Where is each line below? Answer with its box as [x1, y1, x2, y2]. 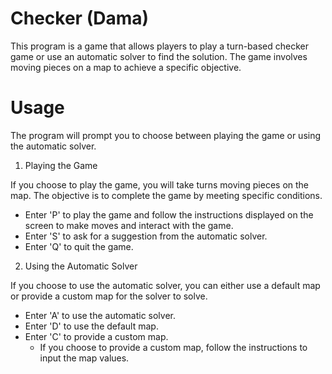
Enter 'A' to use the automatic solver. [24, 309, 177, 321]
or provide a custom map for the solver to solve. [10, 290, 208, 302]
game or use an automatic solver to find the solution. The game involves [10, 50, 308, 62]
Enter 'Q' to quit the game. [24, 240, 134, 252]
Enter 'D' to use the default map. [24, 320, 159, 332]
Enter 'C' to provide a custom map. [24, 330, 169, 342]
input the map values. [39, 352, 130, 364]
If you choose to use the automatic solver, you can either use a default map [10, 279, 321, 291]
